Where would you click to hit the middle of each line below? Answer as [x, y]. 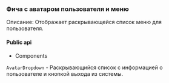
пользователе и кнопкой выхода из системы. [65, 73]
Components [31, 55]
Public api [19, 42]
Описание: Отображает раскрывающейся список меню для [84, 22]
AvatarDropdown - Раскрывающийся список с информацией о [85, 67]
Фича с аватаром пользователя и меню [68, 9]
